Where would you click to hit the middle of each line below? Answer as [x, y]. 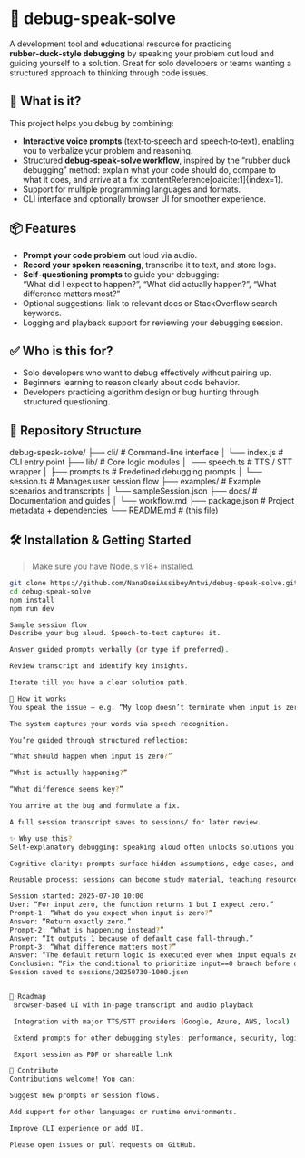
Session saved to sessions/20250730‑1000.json [99, 973]
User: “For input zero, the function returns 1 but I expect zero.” [142, 905]
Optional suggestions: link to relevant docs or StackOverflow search [150, 303]
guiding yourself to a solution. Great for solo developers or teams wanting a [151, 63]
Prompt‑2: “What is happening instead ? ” [87, 930]
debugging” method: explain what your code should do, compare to [149, 170]
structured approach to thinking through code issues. [109, 73]
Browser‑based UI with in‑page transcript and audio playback [133, 1005]
